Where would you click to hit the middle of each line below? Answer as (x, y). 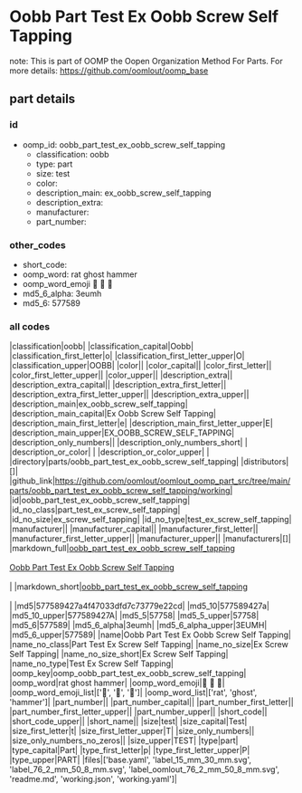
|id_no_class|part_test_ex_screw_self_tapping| (95, 510)
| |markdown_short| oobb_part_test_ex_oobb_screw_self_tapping (129, 587)
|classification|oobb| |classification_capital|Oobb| (102, 347)
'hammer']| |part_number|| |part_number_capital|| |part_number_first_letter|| (151, 702)
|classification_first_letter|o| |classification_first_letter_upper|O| (127, 356)
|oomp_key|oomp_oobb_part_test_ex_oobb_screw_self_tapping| (128, 674)
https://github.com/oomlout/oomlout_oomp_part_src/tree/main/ (173, 481)
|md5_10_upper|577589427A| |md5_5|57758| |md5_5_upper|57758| (134, 616)
